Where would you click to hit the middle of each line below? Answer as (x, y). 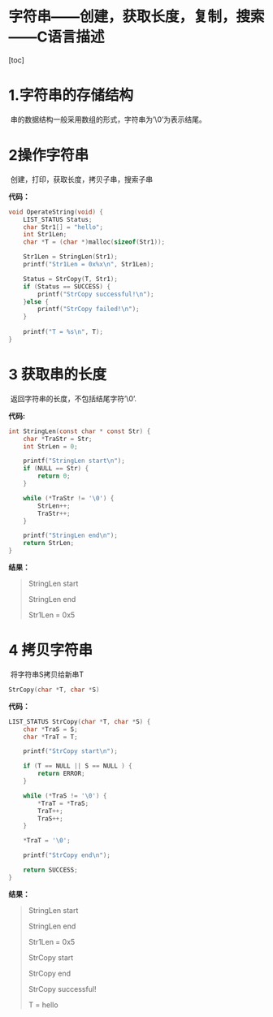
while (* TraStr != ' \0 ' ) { (69, 498)
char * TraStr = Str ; (58, 439)
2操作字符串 (49, 156)
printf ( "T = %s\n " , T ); (63, 332)
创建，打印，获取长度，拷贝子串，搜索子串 (81, 179)
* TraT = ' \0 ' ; (47, 841)
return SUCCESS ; (51, 870)
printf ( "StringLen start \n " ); (74, 461)
